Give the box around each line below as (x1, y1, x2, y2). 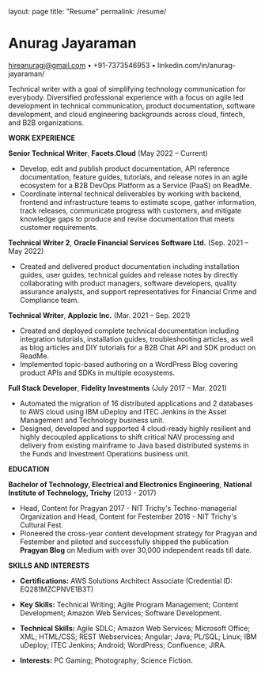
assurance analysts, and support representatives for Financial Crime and (19, 286, 257, 296)
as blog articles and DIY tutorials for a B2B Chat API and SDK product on (19, 342, 256, 352)
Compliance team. (19, 295, 80, 304)
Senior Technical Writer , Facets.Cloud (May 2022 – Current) (8, 148, 208, 157)
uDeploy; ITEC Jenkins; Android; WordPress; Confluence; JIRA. (19, 640, 227, 649)
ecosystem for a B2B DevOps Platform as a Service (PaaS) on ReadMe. (19, 180, 252, 190)
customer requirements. (19, 222, 99, 232)
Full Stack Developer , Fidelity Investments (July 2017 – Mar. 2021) (8, 383, 227, 392)
